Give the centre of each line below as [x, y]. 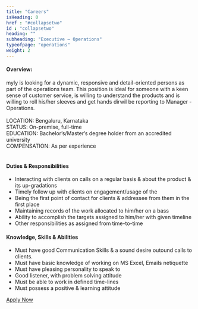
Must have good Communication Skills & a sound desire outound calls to [103, 250]
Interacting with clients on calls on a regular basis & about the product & [103, 179]
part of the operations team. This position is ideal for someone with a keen [97, 89]
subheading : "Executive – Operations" [54, 39]
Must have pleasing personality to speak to [67, 269]
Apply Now [20, 300]
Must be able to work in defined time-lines [67, 282]
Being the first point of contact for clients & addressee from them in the [102, 198]
